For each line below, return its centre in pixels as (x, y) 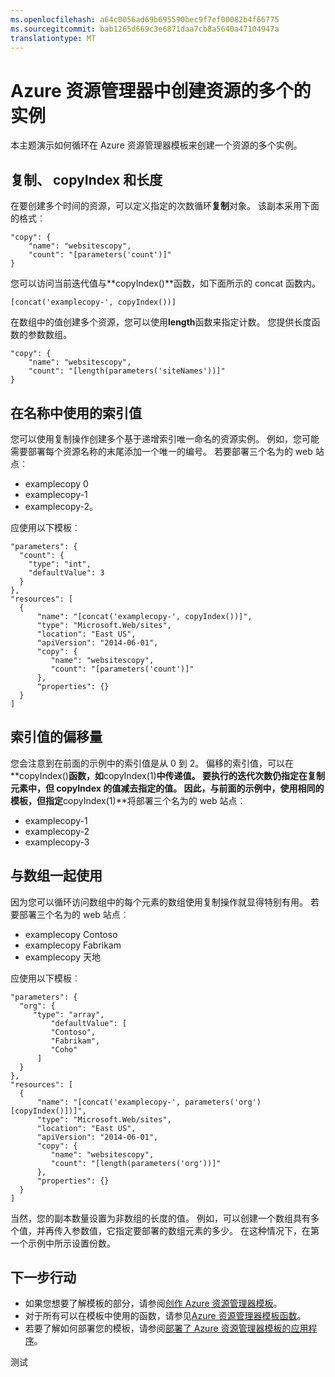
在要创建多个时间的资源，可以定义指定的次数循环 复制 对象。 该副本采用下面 (165, 206)
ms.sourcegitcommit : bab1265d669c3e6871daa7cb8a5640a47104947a (145, 29)
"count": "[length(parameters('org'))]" (136, 1163)
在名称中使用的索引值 (76, 412)
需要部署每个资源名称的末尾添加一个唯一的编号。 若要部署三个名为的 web (161, 451)
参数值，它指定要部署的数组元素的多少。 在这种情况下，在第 (195, 1230)
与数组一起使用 (56, 876)
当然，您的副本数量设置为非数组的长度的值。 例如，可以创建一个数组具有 (160, 1218)
